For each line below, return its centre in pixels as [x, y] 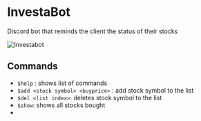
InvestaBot [39, 12]
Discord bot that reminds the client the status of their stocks [93, 31]
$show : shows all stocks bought [61, 105]
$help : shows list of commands [62, 83]
